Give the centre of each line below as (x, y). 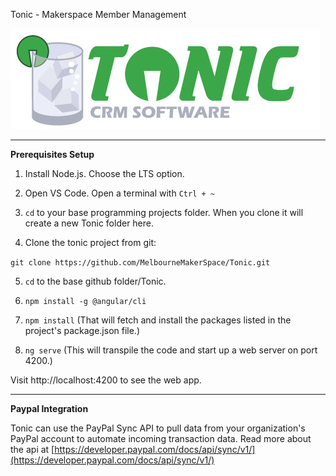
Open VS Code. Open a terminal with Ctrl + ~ (119, 193)
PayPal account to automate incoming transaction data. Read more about (161, 438)
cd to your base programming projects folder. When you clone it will (164, 212)
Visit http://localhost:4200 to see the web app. (106, 380)
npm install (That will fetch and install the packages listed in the (158, 320)
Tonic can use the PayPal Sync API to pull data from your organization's (158, 428)
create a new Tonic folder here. (89, 223)
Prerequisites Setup (52, 154)
